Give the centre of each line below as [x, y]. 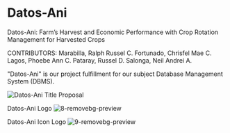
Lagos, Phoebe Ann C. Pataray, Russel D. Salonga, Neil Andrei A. [100, 60]
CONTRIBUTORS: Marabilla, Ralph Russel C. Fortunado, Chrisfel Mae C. [109, 53]
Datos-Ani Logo [30, 108]
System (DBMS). [31, 81]
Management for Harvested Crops [56, 39]
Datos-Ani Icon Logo [37, 122]
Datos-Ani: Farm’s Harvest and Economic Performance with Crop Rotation [113, 32]
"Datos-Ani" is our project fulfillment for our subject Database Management [115, 74]
